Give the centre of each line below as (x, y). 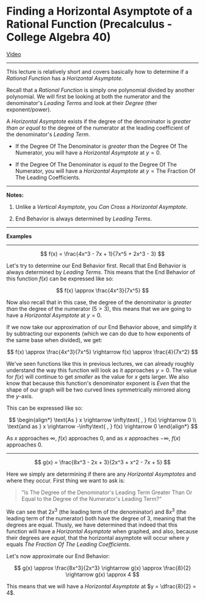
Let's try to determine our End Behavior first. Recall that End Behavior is (96, 265)
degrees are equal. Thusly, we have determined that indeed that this (92, 525)
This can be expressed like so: (45, 408)
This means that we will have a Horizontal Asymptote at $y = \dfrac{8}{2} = (101, 586)
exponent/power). (29, 109)
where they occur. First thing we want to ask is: (66, 480)
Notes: (15, 195)
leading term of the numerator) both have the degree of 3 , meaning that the (101, 518)
